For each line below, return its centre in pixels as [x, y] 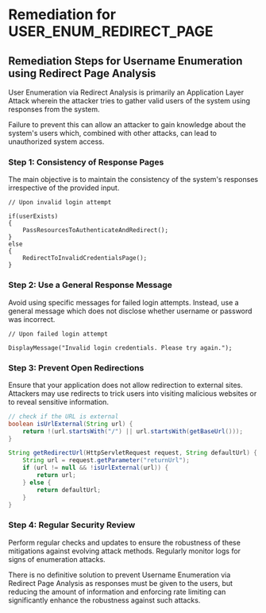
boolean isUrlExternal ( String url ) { [71, 424]
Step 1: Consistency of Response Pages [86, 162]
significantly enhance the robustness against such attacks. [104, 600]
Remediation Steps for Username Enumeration [125, 61]
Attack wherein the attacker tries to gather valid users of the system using [129, 101]
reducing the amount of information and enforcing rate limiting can [117, 592]
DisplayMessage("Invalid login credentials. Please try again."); [120, 347]
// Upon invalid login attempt [60, 203]
